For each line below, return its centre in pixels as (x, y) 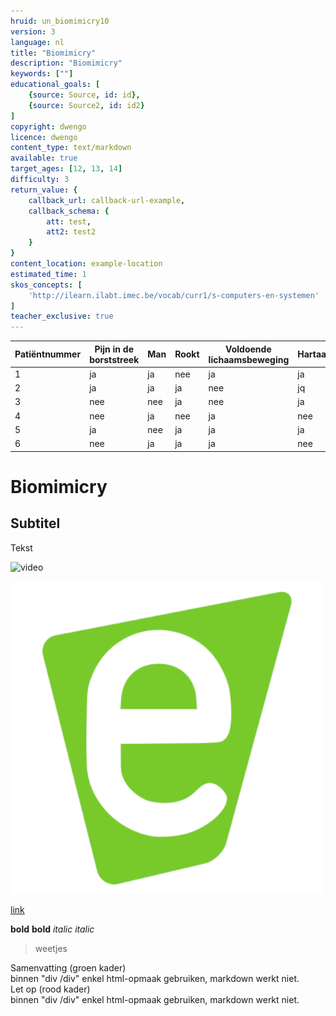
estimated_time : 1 (48, 274)
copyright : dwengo (48, 126)
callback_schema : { (69, 211)
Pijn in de (114, 349)
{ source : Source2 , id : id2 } (86, 105)
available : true (44, 158)
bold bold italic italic (52, 929)
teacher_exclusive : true (62, 316)
